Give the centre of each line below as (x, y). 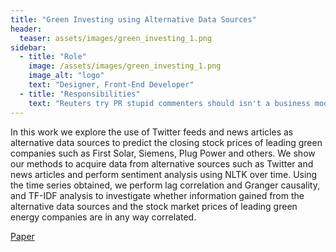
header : (26, 29)
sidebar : (28, 47)
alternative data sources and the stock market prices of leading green (154, 206)
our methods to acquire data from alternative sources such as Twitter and (162, 163)
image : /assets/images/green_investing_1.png (125, 66)
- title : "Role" (53, 57)
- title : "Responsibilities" (80, 94)
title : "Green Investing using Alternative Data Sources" (133, 19)
